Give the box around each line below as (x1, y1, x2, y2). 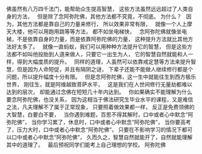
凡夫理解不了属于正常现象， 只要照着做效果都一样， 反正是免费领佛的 (22, 103, 195, 111)
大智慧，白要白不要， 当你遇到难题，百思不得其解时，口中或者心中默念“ (6, 111, 188, 118)
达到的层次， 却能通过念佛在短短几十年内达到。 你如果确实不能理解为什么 (6, 88, 192, 95)
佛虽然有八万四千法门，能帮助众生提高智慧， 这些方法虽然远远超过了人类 (6, 5, 188, 12)
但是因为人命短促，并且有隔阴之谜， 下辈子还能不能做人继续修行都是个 (16, 66, 194, 72)
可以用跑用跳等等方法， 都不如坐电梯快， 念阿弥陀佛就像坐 (32, 28, 182, 35)
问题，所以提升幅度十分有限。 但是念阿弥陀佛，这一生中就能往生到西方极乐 (6, 73, 197, 80)
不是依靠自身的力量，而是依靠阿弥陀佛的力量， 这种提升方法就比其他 (16, 36, 188, 42)
